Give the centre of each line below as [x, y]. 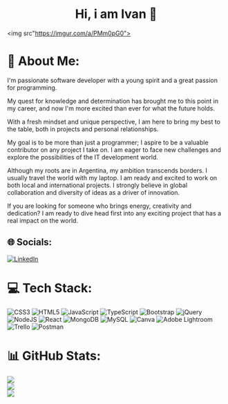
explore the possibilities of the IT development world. [83, 157]
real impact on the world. [42, 220]
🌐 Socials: [30, 242]
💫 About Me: [44, 61]
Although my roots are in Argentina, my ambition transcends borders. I [107, 170]
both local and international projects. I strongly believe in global [97, 185]
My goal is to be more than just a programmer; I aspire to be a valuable [108, 142]
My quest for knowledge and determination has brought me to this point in [113, 101]
